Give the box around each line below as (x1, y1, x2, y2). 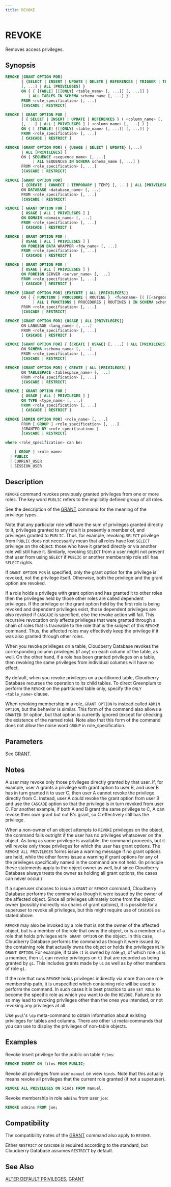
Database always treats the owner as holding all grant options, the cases (5, 870, 158, 876)
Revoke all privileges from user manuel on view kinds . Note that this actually (5, 1070, 164, 1076)
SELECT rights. (5, 560, 34, 566)
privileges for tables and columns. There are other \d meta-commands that (5, 1018, 163, 1024)
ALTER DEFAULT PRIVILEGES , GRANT (5, 1176, 84, 1182)
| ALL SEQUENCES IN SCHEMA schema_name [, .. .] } (32, 159, 140, 164)
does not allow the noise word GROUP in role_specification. (5, 723, 126, 729)
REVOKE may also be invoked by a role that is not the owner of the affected (5, 922, 159, 928)
